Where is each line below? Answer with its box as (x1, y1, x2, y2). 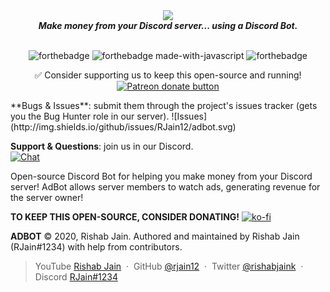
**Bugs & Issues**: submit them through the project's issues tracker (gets (10, 100, 318, 111)
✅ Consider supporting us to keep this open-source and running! (34, 69, 302, 81)
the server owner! (10, 192, 84, 203)
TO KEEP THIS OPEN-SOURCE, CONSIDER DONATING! (10, 211, 240, 223)
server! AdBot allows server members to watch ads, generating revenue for (10, 181, 321, 193)
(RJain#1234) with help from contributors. (10, 241, 183, 253)
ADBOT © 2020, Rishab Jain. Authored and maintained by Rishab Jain (10, 230, 300, 242)
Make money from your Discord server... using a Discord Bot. (38, 20, 298, 31)
